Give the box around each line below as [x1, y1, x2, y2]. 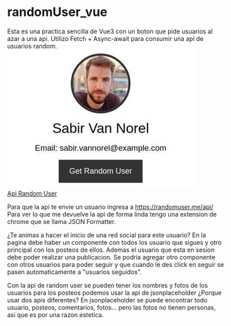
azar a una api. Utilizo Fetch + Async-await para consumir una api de [7, 34, 204, 42]
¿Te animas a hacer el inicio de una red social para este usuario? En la [7, 230, 206, 239]
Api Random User [7, 189, 57, 198]
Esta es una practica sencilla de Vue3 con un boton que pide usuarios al [7, 27, 213, 35]
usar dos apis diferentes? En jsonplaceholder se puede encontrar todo [7, 295, 207, 304]
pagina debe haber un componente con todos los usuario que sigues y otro [7, 238, 222, 246]
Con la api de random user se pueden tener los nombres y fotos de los [7, 281, 208, 289]
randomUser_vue [7, 4, 108, 20]
